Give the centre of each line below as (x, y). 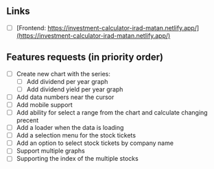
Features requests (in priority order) (85, 57)
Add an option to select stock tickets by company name (95, 143)
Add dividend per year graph (67, 81)
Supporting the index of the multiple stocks (77, 159)
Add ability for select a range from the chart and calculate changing (112, 112)
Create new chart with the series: (63, 74)
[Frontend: (31, 27)
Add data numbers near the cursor (65, 97)
